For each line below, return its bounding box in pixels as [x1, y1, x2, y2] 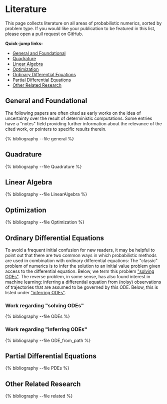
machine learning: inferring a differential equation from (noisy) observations [5, 279, 161, 285]
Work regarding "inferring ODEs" [5, 326, 87, 333]
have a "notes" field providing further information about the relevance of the [5, 120, 162, 126]
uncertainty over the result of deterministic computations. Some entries [5, 115, 152, 121]
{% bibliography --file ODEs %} [5, 313, 70, 319]
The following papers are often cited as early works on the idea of [5, 110, 141, 116]
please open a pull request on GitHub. [5, 31, 83, 37]
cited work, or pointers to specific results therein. [5, 126, 106, 132]
